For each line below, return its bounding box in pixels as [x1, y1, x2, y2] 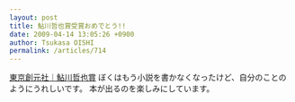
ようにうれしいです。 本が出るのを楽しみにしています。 [9, 83, 215, 94]
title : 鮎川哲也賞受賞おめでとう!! [9, 21, 127, 30]
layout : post [9, 13, 58, 22]
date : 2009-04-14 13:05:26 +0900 [9, 30, 135, 38]
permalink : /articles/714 [9, 47, 106, 55]
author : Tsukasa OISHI [9, 38, 94, 47]
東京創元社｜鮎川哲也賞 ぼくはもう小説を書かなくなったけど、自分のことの [9, 72, 287, 83]
